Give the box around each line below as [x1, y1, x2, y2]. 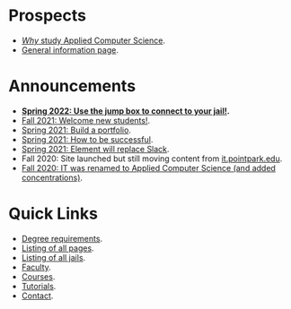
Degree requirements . [21, 233, 103, 244]
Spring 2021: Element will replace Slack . [21, 143, 170, 154]
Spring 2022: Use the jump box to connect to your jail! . [21, 105, 230, 116]
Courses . [21, 270, 56, 282]
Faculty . [21, 262, 51, 272]
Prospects [8, 5, 87, 26]
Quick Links [8, 203, 98, 224]
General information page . [21, 44, 119, 55]
